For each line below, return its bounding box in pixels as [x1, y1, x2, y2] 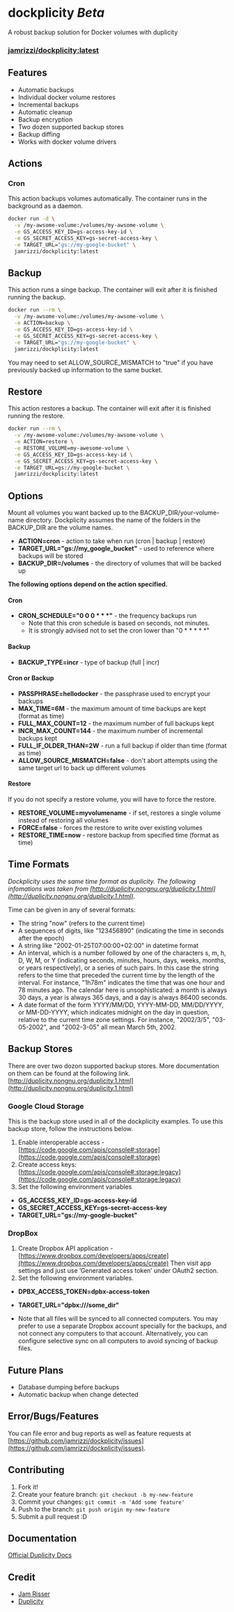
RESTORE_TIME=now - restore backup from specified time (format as [17, 831, 219, 839]
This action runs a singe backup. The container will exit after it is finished [8, 286, 218, 294]
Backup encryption [17, 115, 73, 124]
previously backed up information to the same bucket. [8, 365, 163, 374]
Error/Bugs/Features [8, 1410, 100, 1422]
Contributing [8, 1464, 65, 1476]
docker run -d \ [8, 215, 55, 223]
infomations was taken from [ [8, 885, 93, 893]
